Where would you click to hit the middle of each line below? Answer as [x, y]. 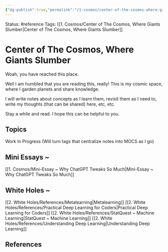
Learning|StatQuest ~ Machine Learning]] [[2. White [59, 218]
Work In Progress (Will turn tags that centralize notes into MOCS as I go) [79, 141]
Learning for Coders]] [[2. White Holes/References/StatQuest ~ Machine [80, 213]
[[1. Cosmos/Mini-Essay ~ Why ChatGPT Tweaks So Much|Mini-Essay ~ [79, 169]
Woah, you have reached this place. [42, 74]
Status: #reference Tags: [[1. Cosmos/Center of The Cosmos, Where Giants [83, 24]
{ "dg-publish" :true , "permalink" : [40, 10]
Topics [16, 129]
